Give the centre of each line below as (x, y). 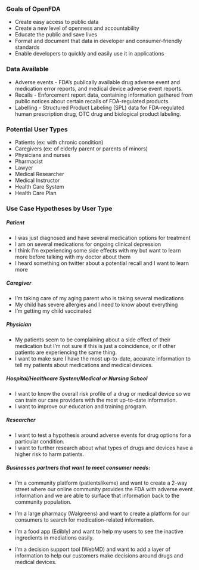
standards (27, 47)
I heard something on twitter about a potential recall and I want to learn (102, 263)
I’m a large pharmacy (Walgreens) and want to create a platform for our (102, 513)
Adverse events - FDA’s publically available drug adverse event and (97, 82)
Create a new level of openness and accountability (77, 28)
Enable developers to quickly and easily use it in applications (89, 54)
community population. (43, 502)
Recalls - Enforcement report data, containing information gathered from (104, 95)
